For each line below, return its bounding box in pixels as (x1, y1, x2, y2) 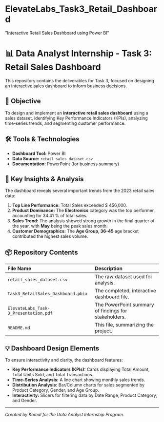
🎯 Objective (5, 97, 41, 105)
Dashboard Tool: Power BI (12, 150, 66, 156)
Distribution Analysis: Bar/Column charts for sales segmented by (12, 382, 145, 388)
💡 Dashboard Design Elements (5, 344, 100, 352)
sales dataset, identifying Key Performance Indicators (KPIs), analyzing (5, 115, 148, 121)
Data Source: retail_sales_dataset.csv (12, 155, 93, 161)
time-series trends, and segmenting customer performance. (5, 120, 126, 126)
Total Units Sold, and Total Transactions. (12, 371, 94, 377)
